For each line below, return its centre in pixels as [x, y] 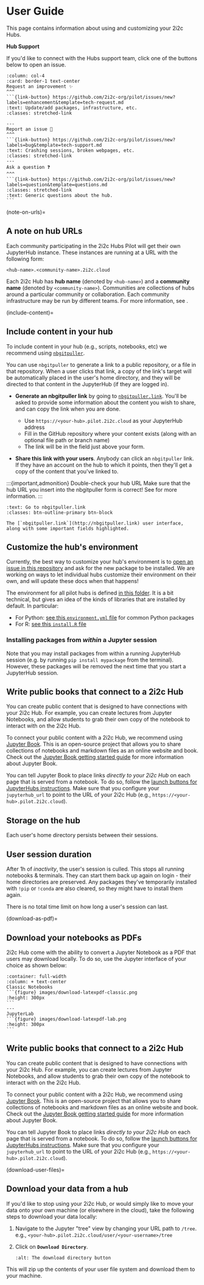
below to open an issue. [36, 65]
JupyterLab [20, 1014]
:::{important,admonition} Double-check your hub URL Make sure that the [98, 483]
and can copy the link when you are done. [68, 409]
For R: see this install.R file [51, 624]
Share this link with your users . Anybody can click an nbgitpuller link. [104, 458]
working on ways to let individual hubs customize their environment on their [101, 575]
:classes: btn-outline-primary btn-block [60, 512]
